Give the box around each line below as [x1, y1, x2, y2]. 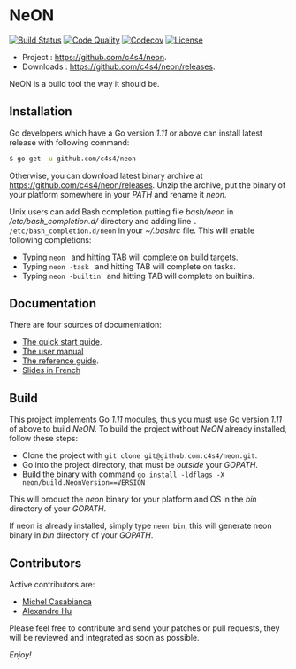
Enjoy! [9, 650, 33, 660]
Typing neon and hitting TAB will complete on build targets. [21, 252, 239, 262]
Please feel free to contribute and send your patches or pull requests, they [9, 623, 280, 634]
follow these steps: [9, 433, 78, 444]
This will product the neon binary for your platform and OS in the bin [9, 494, 258, 505]
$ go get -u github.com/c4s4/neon [9, 154, 137, 163]
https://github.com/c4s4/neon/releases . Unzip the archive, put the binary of [9, 179, 286, 191]
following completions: [9, 234, 92, 245]
